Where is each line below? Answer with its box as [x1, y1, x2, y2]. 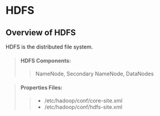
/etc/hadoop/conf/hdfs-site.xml [44, 103, 123, 111]
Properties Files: [20, 84, 63, 91]
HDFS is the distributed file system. [5, 43, 93, 50]
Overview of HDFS [5, 28, 76, 38]
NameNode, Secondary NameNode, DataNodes [35, 70, 154, 78]
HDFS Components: [20, 57, 72, 64]
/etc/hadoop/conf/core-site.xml [44, 97, 123, 105]
